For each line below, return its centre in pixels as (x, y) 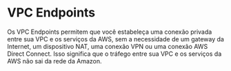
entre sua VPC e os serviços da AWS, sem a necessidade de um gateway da (115, 39)
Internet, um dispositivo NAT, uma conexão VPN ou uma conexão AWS (108, 46)
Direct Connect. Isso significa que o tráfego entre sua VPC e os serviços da (114, 54)
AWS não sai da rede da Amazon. (54, 61)
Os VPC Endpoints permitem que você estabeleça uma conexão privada (110, 32)
